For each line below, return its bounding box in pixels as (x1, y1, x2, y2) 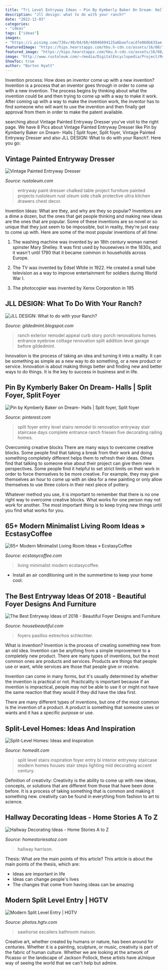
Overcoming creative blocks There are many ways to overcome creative (5, 444, 153, 450)
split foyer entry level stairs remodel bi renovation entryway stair (17, 424, 150, 430)
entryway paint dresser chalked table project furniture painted (17, 187, 145, 193)
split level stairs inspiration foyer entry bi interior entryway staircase (17, 757, 157, 763)
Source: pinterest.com (5, 414, 51, 420)
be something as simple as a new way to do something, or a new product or (5, 358, 161, 364)
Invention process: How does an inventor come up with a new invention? (5, 77, 155, 83)
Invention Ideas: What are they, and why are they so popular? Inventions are (5, 208, 161, 214)
